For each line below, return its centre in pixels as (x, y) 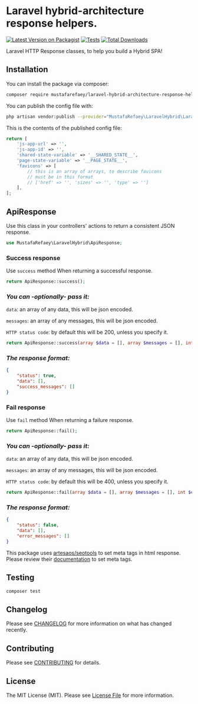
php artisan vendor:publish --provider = (57, 117)
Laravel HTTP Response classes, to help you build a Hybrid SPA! (84, 51)
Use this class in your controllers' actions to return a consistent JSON (90, 225)
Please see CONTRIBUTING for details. (54, 663)
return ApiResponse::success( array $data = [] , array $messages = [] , (95, 343)
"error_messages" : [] (43, 536)
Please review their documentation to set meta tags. (69, 559)
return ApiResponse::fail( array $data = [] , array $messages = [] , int (96, 493)
